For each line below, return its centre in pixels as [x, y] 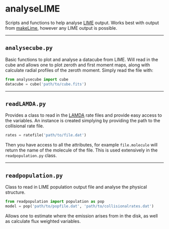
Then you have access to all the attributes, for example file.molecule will [81, 145]
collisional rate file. [25, 126]
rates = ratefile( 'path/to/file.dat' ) [46, 135]
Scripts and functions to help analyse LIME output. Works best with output [82, 23]
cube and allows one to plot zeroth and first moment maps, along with [77, 65]
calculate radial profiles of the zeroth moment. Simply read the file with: [79, 70]
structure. [15, 192]
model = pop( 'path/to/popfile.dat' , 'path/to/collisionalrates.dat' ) [80, 206]
